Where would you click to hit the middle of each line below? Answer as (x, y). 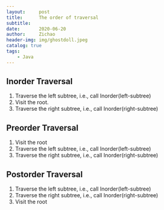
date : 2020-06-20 (36, 29)
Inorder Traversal (40, 81)
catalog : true (24, 46)
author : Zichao (31, 34)
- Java (25, 57)
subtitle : (19, 23)
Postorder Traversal (44, 174)
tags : (13, 51)
